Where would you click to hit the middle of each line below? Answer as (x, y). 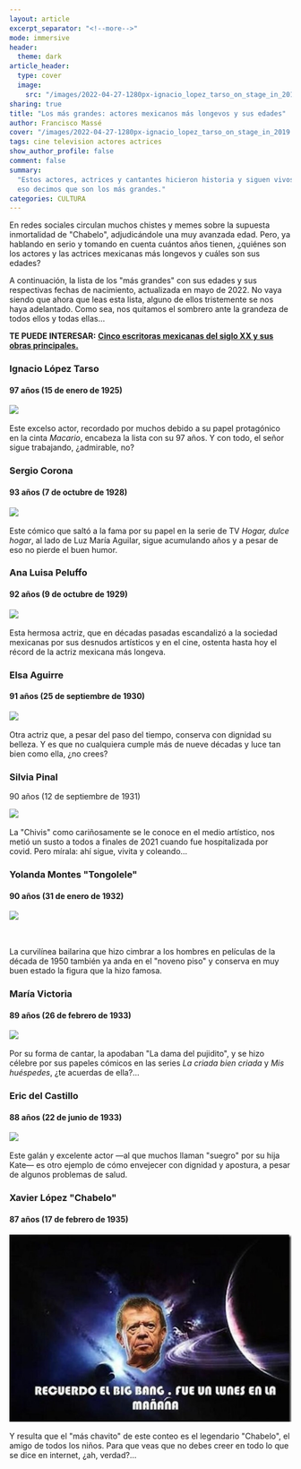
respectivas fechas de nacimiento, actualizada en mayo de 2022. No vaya (146, 290)
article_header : (39, 66)
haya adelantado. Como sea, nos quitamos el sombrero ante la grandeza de (149, 309)
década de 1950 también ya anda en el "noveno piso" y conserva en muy (144, 961)
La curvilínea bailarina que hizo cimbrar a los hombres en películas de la (142, 952)
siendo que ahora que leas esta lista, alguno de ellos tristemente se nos (142, 299)
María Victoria (41, 994)
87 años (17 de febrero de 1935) (69, 1219)
